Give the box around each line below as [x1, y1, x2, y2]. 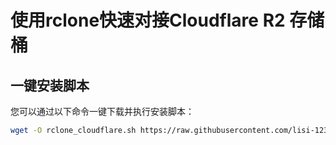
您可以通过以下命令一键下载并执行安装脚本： [10, 106, 195, 117]
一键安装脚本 [10, 77, 90, 94]
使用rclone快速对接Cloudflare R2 [10, 9, 286, 32]
